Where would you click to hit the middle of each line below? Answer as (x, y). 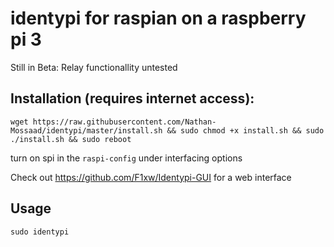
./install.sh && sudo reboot (71, 139)
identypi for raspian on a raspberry (158, 18)
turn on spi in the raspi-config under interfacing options (126, 158)
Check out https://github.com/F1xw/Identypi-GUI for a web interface (151, 177)
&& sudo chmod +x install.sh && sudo (245, 130)
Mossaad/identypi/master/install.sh (86, 130)
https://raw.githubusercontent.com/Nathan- (124, 122)
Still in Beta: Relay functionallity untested (94, 67)
